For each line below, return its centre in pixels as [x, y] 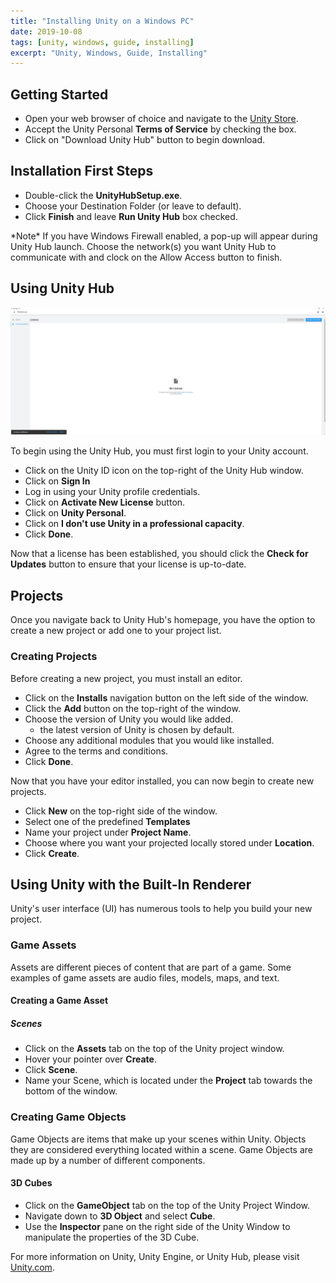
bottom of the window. [71, 1091]
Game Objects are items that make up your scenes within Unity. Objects [158, 1139]
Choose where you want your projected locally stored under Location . [169, 842]
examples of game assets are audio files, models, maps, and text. [145, 977]
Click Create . [52, 853]
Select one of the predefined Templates [107, 821]
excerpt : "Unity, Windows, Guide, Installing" [109, 53]
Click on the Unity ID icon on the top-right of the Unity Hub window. [164, 471]
